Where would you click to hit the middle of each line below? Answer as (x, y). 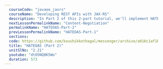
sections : (19, 37)
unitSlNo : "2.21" (27, 50)
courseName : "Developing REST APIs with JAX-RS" (59, 14)
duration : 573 (23, 59)
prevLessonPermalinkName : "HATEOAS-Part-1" (54, 32)
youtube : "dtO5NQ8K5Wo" (33, 55)
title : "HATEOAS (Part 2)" (36, 46)
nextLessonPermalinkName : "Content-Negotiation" (59, 23)
